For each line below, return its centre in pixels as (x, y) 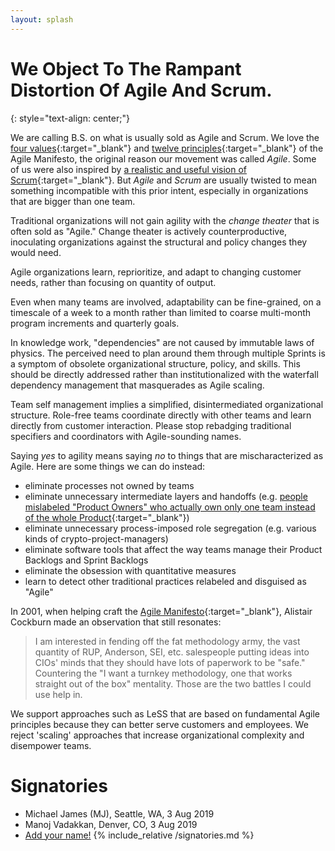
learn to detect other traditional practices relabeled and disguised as (165, 581)
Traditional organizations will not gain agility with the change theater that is (165, 220)
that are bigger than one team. (73, 201)
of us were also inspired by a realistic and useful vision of (128, 169)
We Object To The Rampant (126, 68)
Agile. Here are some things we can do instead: (108, 466)
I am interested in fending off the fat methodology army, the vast (167, 641)
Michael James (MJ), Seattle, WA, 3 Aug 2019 (119, 813)
